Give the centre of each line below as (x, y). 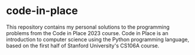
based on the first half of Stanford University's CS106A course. (83, 46)
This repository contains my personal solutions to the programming (88, 27)
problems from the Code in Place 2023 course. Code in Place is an (87, 33)
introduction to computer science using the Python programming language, (98, 39)
